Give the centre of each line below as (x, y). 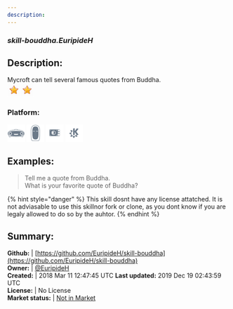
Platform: (24, 112)
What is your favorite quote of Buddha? (81, 185)
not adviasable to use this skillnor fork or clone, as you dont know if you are (116, 206)
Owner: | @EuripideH (38, 268)
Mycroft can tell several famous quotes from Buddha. (84, 80)
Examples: (31, 162)
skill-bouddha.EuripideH (50, 40)
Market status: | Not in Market (52, 298)
